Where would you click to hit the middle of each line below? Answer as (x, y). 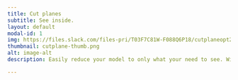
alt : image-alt (30, 53)
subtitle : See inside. (41, 20)
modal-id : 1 (25, 33)
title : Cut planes (34, 14)
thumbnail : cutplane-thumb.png (53, 46)
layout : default (31, 27)
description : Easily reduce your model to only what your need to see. (115, 60)
